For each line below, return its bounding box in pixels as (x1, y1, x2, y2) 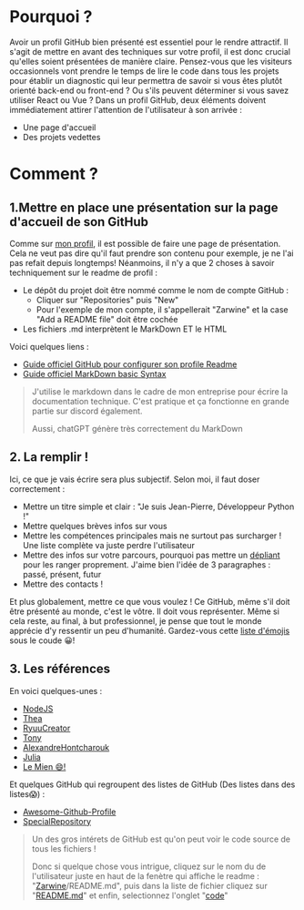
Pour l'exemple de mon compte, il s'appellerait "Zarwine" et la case (35, 303, 289, 315)
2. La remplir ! (9, 449, 89, 465)
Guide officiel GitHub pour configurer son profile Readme (22, 358, 238, 370)
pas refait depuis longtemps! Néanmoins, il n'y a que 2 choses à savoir (9, 257, 275, 268)
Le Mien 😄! (22, 761, 66, 772)
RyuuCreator (22, 722, 71, 733)
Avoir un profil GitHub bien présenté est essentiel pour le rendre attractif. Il (9, 36, 289, 47)
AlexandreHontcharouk (22, 741, 110, 752)
